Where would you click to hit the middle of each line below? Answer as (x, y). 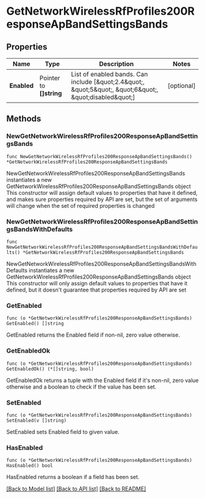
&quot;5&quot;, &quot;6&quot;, (115, 90)
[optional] (182, 86)
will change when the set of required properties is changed (81, 205)
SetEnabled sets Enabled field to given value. (63, 431)
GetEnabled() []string (35, 324)
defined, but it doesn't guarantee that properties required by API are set (96, 290)
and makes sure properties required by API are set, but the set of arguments (102, 199)
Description (117, 64)
